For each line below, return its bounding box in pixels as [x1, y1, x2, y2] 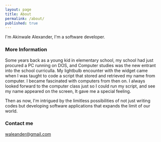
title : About [5, 12, 32, 17]
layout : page [5, 7, 32, 12]
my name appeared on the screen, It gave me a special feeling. [5, 88, 131, 94]
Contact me [5, 120, 34, 127]
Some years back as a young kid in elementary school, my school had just [5, 57, 154, 63]
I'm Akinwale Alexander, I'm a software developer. [5, 34, 106, 40]
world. [5, 108, 18, 114]
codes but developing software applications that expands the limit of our [5, 103, 150, 108]
